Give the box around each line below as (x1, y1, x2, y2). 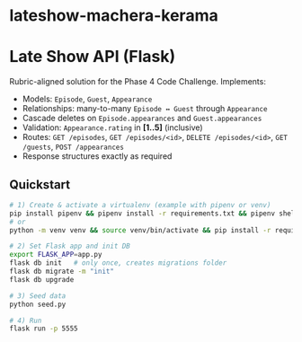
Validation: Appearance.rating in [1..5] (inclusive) (22, 122, 204, 133)
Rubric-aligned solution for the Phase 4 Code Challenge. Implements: (9, 76, 267, 87)
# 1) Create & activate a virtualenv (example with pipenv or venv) (9, 200, 271, 209)
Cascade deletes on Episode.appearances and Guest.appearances (22, 113, 262, 124)
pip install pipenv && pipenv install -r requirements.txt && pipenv (9, 208, 276, 218)
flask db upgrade (9, 275, 75, 284)
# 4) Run (9, 316, 42, 325)
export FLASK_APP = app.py (9, 250, 102, 259)
